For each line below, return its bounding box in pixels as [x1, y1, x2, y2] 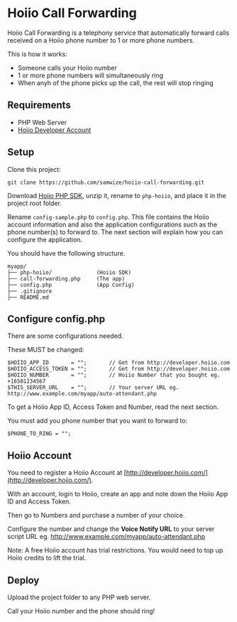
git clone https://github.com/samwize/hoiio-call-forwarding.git [7, 179, 204, 186]
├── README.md [7, 293, 50, 301]
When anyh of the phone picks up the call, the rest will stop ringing [17, 78, 214, 87]
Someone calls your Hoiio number [17, 63, 117, 72]
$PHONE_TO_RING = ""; [7, 430, 72, 437]
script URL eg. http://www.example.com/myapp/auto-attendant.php [7, 533, 206, 541]
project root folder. [7, 199, 62, 207]
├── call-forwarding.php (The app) [7, 275, 126, 282]
